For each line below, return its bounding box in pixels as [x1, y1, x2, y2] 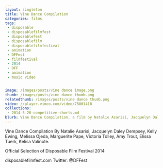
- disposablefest [7, 34, 42, 39]
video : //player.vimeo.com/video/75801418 [5, 101, 92, 106]
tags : [5, 20, 16, 26]
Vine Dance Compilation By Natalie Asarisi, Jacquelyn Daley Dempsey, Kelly [5, 128, 157, 134]
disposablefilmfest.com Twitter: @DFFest [5, 157, 87, 163]
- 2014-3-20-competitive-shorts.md [7, 110, 79, 116]
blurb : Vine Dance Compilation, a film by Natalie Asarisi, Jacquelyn [5, 115, 151, 120]
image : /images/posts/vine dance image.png [5, 88, 95, 93]
